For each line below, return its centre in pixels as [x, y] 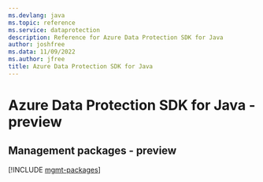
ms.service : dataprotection [54, 30]
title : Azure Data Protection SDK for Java [81, 67]
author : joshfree [37, 45]
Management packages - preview [93, 151]
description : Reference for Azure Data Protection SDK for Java [116, 37]
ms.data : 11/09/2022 [42, 52]
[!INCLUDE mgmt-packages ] [54, 169]
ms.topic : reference [42, 23]
